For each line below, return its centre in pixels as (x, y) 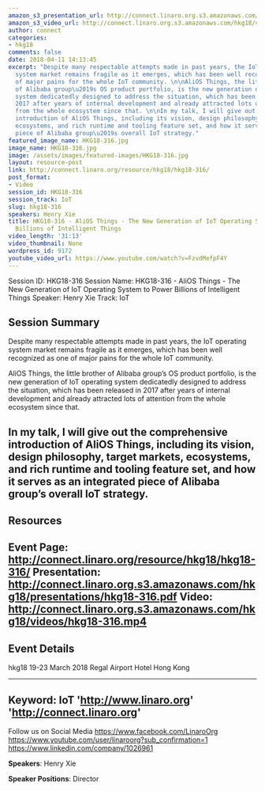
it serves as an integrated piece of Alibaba (114, 481)
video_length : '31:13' (45, 237)
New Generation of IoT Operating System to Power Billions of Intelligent (124, 289)
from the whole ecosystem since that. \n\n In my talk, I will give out (136, 112)
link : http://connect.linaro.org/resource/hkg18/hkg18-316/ (109, 170)
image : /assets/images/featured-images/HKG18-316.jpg (99, 155)
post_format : (30, 178)
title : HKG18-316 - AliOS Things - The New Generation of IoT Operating (130, 221)
